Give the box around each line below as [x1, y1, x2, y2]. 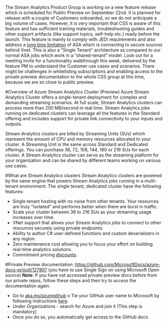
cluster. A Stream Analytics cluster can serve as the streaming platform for [5, 152, 159, 158]
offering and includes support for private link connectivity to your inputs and [5, 116, 163, 121]
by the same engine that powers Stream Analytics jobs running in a [5, 178, 144, 184]
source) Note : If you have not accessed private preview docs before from [5, 272, 157, 278]
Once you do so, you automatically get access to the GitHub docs [12, 314, 148, 320]
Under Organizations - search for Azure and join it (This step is [12, 303, 142, 309]
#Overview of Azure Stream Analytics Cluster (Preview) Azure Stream [5, 89, 149, 95]
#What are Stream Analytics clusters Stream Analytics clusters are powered [5, 173, 162, 178]
